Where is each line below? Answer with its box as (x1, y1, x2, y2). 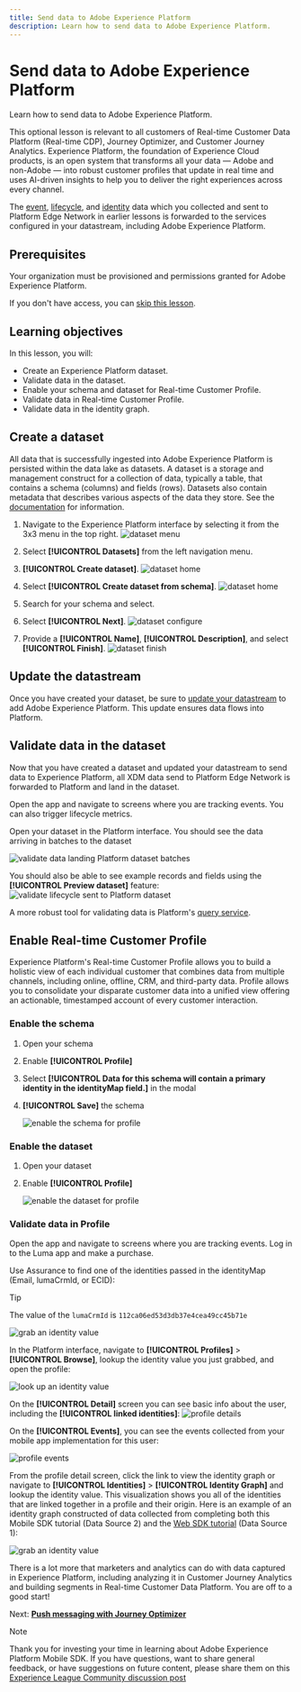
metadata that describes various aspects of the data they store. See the (9, 492, 275, 503)
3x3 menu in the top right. (22, 528, 119, 539)
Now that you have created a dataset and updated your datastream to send (9, 762, 288, 773)
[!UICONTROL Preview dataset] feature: (9, 879, 160, 890)
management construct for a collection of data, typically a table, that (9, 472, 263, 483)
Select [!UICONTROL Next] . (22, 615, 127, 626)
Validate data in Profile (9, 1217, 111, 1230)
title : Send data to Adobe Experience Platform (9, 13, 191, 23)
